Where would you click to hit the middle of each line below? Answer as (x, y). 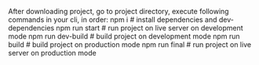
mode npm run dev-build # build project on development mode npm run (124, 36)
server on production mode (52, 53)
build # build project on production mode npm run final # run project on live (130, 45)
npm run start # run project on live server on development (150, 28)
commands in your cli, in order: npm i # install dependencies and (113, 20)
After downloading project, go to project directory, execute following (119, 11)
